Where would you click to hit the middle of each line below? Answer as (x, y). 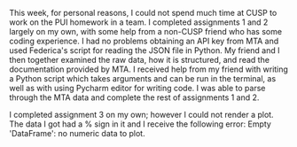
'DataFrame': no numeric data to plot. (77, 133)
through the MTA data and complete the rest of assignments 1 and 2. (134, 97)
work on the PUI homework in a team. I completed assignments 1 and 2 (139, 22)
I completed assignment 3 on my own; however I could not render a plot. (141, 115)
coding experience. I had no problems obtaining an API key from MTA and (144, 41)
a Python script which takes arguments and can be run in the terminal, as (143, 78)
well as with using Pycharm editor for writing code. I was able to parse (137, 88)
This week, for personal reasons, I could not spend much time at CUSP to (143, 13)
